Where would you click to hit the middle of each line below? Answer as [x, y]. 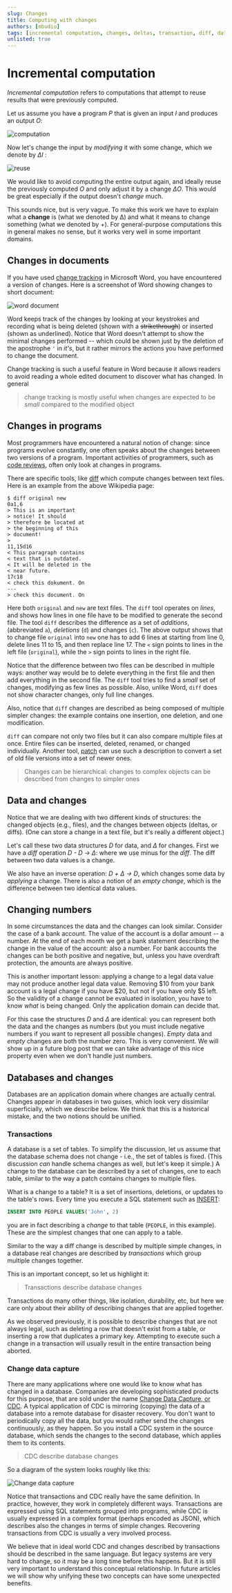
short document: [31, 292]
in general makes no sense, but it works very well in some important [104, 232]
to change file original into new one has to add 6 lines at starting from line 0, [116, 637]
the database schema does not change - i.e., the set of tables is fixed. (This [115, 1157]
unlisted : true [29, 39]
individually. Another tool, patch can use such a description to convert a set [115, 751]
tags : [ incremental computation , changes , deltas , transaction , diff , [111, 33]
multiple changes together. [45, 1261]
